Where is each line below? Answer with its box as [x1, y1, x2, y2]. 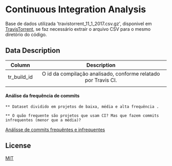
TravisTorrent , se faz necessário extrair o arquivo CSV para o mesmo [5, 26, 151, 32]
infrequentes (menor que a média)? [5, 117, 81, 122]
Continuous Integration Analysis [5, 4, 146, 15]
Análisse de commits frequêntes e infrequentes [5, 127, 105, 133]
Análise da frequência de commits [5, 93, 80, 99]
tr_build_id [8, 73, 33, 80]
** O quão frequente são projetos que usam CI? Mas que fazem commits [5, 113, 159, 118]
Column [10, 61, 30, 69]
